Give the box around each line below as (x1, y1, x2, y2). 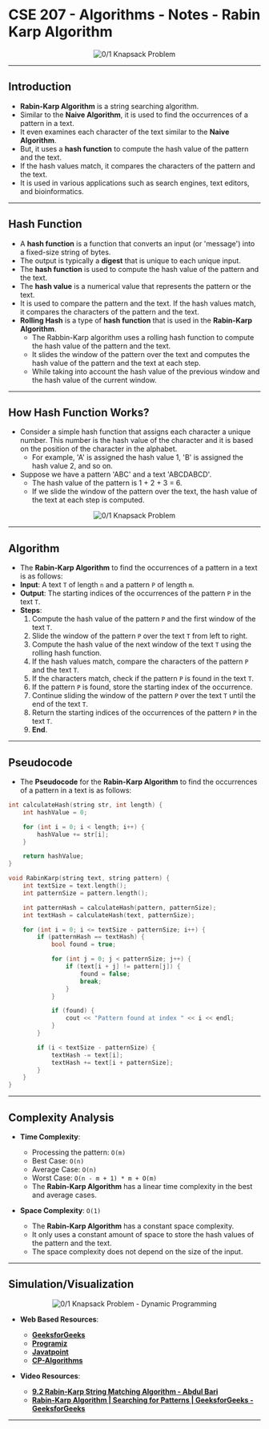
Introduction (8, 80, 72, 94)
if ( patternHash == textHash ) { (37, 933, 146, 941)
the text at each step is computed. (31, 495, 145, 505)
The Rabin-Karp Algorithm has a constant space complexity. (31, 1221, 235, 1231)
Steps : (19, 606, 42, 615)
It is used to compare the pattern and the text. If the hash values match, (19, 298, 256, 308)
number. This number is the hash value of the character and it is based (19, 436, 254, 445)
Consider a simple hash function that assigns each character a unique (19, 427, 251, 436)
